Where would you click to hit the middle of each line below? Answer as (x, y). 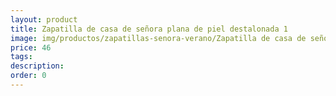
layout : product (44, 19)
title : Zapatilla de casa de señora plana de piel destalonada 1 (149, 29)
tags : (21, 57)
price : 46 (31, 47)
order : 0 (28, 76)
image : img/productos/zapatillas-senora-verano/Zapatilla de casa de (158, 38)
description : (37, 66)
